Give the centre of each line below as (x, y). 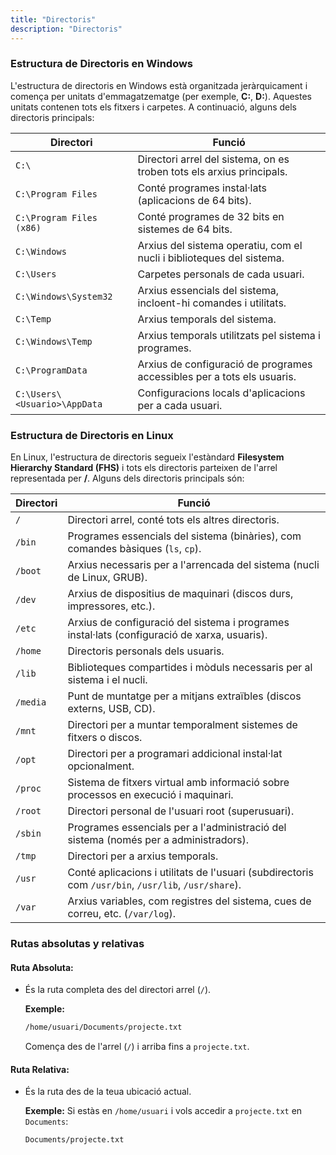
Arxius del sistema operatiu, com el (220, 245)
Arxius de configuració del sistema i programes (178, 623)
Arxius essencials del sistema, (208, 290)
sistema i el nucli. (107, 680)
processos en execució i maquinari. (150, 795)
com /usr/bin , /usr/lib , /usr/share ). (154, 885)
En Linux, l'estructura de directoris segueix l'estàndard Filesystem (147, 457)
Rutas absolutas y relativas (77, 944)
